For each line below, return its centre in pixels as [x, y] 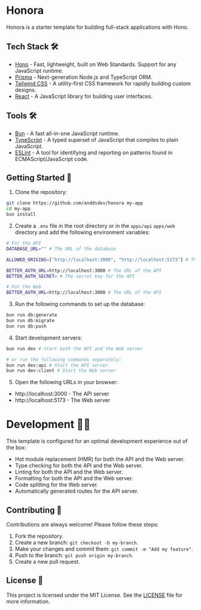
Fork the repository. [39, 536]
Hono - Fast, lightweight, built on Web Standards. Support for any [95, 64]
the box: [16, 448]
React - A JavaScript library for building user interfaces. [84, 96]
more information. [28, 601]
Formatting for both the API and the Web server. [74, 478]
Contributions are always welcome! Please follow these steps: [83, 524]
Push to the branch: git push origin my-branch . [74, 555]
